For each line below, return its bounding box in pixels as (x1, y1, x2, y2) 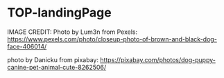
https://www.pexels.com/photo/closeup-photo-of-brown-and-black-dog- (7, 35, 217, 43)
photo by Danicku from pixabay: (7, 55, 99, 64)
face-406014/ (7, 42, 47, 50)
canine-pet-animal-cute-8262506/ (7, 63, 107, 71)
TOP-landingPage (7, 5, 112, 21)
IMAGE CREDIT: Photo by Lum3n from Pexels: (7, 28, 137, 36)
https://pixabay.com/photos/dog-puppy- (100, 55, 216, 64)
